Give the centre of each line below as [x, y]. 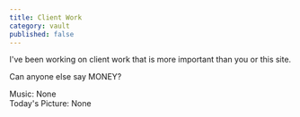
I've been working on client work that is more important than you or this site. [150, 60]
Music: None [33, 94]
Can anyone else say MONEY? [66, 77]
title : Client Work [46, 17]
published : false [42, 34]
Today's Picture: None [50, 104]
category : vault [40, 26]
